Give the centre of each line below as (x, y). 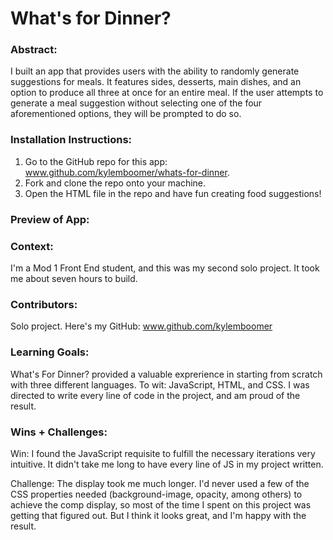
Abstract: (34, 50)
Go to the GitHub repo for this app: (96, 161)
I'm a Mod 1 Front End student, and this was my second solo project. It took (165, 268)
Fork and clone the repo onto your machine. (115, 183)
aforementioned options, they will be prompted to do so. (126, 114)
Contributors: (44, 304)
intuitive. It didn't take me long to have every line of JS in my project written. (167, 464)
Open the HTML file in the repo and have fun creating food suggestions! (173, 193)
